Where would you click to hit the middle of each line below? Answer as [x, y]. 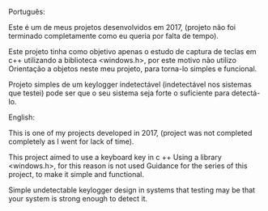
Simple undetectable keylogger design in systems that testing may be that [132, 190]
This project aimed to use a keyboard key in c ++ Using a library [115, 157]
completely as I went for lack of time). [71, 141]
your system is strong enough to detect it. [78, 198]
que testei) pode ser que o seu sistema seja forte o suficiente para [119, 93]
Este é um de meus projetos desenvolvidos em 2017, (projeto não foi [122, 27]
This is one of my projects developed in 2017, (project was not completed [130, 133]
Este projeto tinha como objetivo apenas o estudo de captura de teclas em [132, 51]
